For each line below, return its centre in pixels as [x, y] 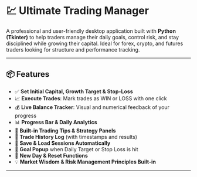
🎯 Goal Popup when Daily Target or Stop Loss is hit [77, 149]
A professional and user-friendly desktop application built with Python [91, 31]
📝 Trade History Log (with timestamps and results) [76, 137]
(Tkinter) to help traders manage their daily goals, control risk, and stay [93, 37]
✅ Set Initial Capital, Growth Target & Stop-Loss [74, 91]
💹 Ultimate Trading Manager [78, 11]
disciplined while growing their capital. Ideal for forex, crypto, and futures [95, 43]
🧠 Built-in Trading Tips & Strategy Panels [65, 130]
